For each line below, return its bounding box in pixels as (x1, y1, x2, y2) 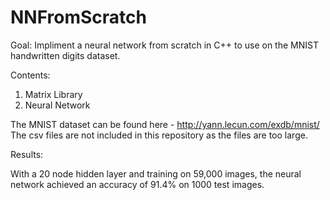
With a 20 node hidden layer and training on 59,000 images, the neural (10, 167, 302, 180)
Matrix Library (24, 88, 83, 100)
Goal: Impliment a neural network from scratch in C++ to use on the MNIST (10, 39, 319, 51)
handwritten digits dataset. (10, 49, 121, 61)
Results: (10, 148, 44, 160)
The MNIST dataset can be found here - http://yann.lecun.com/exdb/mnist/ (10, 118, 320, 130)
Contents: (10, 69, 51, 81)
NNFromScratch (10, 6, 147, 29)
